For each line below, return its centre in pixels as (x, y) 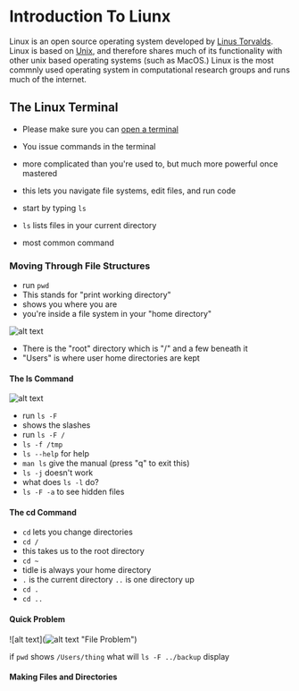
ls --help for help (55, 454)
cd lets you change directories (78, 532)
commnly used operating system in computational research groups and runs (149, 70)
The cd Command (43, 512)
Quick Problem (37, 619)
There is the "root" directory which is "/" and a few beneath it (135, 349)
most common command (68, 243)
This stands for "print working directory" (96, 295)
